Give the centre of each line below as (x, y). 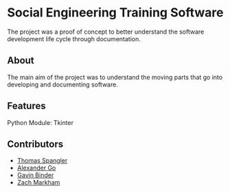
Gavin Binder (35, 175)
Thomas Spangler (42, 161)
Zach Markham (38, 183)
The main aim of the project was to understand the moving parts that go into (115, 77)
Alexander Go (36, 168)
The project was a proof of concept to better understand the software (106, 32)
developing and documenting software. (62, 84)
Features (26, 106)
